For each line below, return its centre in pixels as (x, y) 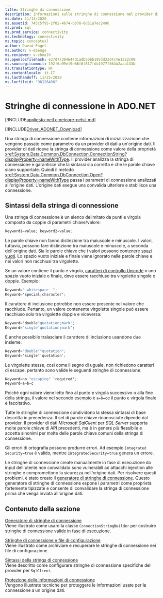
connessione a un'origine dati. (35, 590)
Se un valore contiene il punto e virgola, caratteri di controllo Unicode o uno (81, 271)
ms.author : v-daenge (26, 50)
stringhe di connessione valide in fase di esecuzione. (58, 531)
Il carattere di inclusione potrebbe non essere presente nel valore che (74, 304)
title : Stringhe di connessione (38, 9)
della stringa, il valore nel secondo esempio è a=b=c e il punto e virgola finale (81, 398)
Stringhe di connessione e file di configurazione (53, 541)
